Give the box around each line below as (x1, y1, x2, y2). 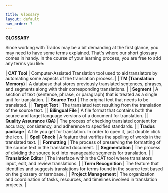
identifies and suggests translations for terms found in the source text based (5, 166, 163, 172)
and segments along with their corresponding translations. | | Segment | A (5, 86, 159, 92)
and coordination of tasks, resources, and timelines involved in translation (5, 176, 158, 183)
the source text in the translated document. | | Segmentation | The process (5, 145, 161, 151)
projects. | (5, 182, 27, 188)
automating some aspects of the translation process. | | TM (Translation (5, 76, 154, 82)
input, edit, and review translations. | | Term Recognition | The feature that (5, 161, 159, 167)
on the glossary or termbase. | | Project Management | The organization (5, 171, 155, 177)
